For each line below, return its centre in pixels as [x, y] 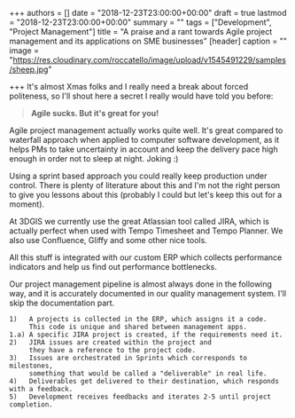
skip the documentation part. [62, 303]
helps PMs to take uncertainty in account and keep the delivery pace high [144, 149]
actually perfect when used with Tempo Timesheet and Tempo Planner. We [146, 231]
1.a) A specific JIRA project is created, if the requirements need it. [146, 335]
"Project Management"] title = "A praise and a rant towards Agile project [141, 32]
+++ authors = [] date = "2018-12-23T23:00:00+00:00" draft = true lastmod [148, 13]
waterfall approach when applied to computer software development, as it [144, 140]
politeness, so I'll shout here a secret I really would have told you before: [141, 96]
